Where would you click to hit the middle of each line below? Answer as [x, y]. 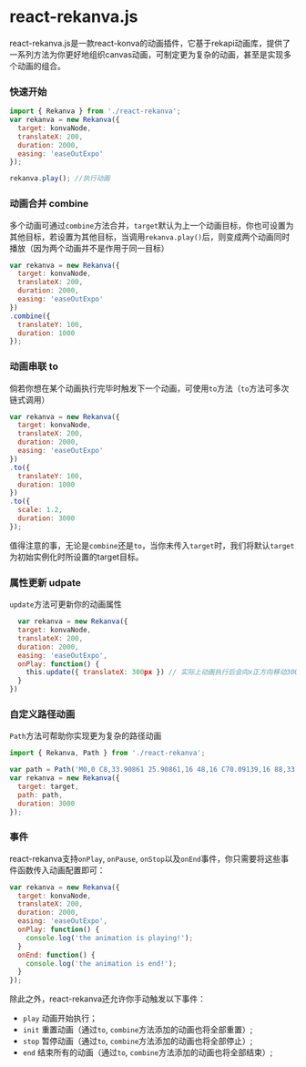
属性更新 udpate [46, 582]
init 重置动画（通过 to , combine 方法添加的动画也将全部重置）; [138, 1030]
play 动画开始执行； [60, 1019]
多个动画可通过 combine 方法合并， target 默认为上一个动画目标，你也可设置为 [152, 225]
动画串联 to [34, 366]
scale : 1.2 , [41, 510]
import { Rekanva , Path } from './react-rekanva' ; [107, 754]
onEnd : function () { [56, 955]
